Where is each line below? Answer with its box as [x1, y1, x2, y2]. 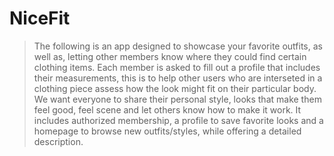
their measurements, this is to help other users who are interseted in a [33, 72, 323, 84]
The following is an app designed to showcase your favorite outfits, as [33, 40, 323, 52]
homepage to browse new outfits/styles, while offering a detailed [33, 125, 302, 137]
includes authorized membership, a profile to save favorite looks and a [33, 114, 324, 126]
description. [33, 135, 84, 147]
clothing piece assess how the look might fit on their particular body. [33, 82, 317, 94]
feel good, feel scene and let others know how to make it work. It [33, 103, 302, 116]
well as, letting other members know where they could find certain [33, 50, 307, 62]
